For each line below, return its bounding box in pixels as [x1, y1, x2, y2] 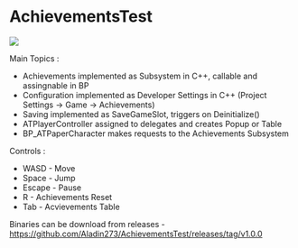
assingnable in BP [22, 79, 89, 91]
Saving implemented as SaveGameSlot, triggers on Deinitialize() [22, 108, 260, 119]
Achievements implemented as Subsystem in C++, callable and [22, 70, 258, 81]
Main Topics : [9, 52, 60, 64]
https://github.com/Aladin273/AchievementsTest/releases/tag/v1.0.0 [9, 228, 264, 239]
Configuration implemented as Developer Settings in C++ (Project [22, 89, 267, 100]
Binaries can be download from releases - [9, 218, 165, 229]
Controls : [9, 145, 46, 156]
